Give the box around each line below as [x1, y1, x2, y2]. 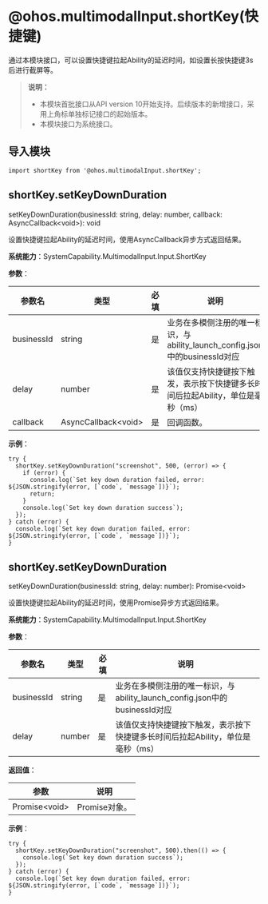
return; [29, 489, 56, 498]
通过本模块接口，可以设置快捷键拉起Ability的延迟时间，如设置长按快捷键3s [8, 55, 254, 65]
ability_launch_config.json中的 [115, 692, 228, 703]
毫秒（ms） [115, 743, 160, 755]
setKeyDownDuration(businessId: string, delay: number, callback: [8, 209, 223, 219]
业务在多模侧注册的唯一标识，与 [115, 680, 235, 691]
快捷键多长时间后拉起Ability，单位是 [115, 731, 251, 743]
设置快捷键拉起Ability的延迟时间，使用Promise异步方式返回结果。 [8, 598, 223, 607]
